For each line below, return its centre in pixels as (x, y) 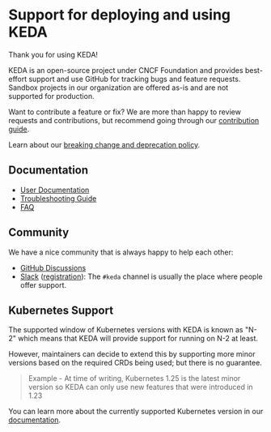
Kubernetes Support (61, 310)
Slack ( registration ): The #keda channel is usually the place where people (141, 276)
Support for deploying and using (120, 15)
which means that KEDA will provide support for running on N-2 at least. (138, 339)
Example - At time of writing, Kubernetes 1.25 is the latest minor (134, 379)
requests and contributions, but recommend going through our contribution (134, 120)
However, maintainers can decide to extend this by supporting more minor (132, 354)
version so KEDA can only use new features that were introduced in (140, 387)
